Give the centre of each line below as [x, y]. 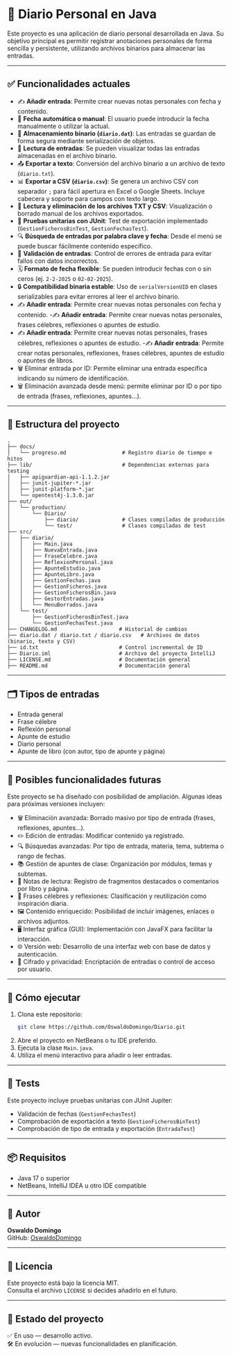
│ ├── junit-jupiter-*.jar [49, 483]
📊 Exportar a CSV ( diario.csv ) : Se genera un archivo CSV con [108, 181]
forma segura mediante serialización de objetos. [86, 141]
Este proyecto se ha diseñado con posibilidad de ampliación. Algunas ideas [115, 796]
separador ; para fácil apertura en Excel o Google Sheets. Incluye [111, 191]
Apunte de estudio [44, 737]
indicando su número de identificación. [73, 378]
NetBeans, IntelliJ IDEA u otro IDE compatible [82, 1185]
